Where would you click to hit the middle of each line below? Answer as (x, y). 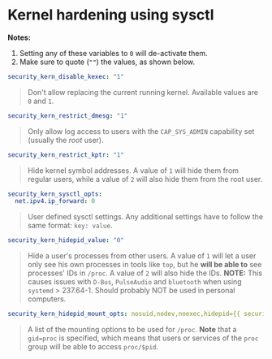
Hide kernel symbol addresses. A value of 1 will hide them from (133, 170)
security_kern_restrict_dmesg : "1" (68, 115)
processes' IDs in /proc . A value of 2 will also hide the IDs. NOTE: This (145, 273)
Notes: (19, 37)
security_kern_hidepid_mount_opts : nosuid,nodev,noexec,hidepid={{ (124, 314)
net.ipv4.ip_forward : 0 (55, 201)
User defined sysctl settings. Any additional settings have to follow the (145, 217)
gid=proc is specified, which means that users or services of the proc (143, 338)
